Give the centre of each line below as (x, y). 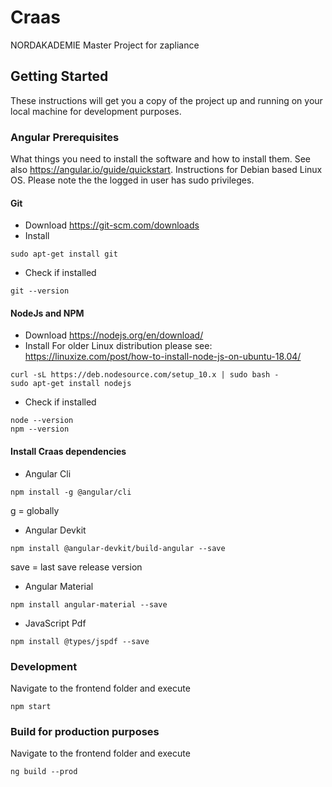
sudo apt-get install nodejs (71, 384)
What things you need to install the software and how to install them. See (161, 159)
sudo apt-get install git (64, 254)
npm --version (40, 429)
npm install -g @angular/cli (71, 492)
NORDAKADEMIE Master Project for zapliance (105, 45)
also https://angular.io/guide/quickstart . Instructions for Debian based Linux (166, 170)
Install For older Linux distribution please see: (118, 346)
